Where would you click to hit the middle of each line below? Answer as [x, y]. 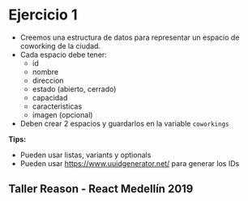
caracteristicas [57, 106]
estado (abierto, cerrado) [74, 89]
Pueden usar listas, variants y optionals [86, 155]
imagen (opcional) [62, 114]
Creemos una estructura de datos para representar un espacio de [130, 37]
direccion [48, 80]
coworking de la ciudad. [60, 45]
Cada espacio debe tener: [63, 54]
